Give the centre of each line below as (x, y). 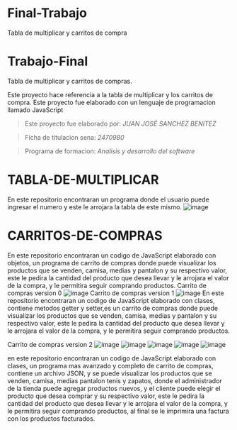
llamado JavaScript (35, 110)
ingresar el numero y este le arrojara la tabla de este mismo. (95, 206)
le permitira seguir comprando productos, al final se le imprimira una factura (118, 411)
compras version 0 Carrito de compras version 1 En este (116, 293)
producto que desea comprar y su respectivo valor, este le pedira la (106, 396)
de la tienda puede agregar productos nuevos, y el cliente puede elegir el (114, 388)
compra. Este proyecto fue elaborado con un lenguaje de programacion (111, 102)
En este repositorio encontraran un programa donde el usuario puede (109, 199)
